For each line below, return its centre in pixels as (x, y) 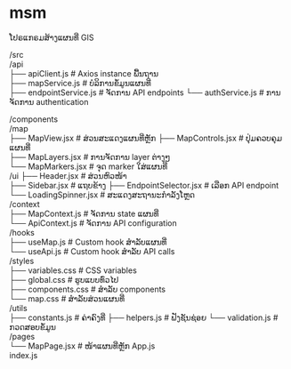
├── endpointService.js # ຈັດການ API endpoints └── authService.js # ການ (145, 92)
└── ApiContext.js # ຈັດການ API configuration (93, 223)
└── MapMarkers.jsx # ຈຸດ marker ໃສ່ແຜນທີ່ (89, 166)
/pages (22, 336)
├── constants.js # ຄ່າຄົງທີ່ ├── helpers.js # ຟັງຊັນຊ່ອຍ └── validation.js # (144, 317)
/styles (22, 261)
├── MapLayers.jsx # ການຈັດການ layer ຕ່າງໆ (90, 156)
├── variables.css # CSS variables (73, 270)
